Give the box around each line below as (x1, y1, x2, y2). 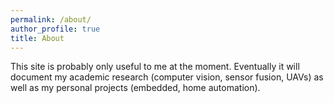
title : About (10, 33, 65, 43)
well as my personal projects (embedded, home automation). (10, 82, 261, 94)
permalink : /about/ (10, 14, 92, 25)
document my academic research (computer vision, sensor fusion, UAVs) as (10, 71, 324, 83)
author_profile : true (10, 24, 101, 34)
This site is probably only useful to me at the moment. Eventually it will (10, 61, 300, 73)
